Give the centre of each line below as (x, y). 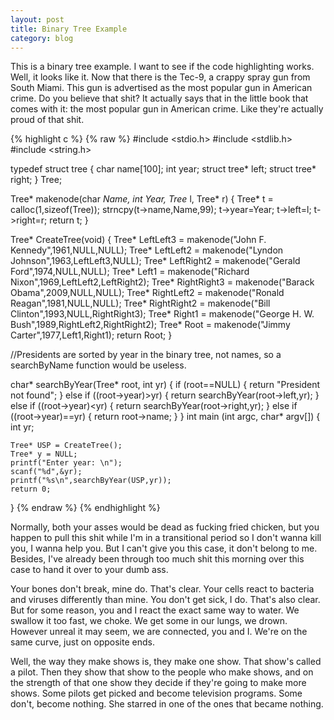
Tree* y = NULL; (44, 454)
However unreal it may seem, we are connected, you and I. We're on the (159, 632)
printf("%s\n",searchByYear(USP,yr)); (91, 481)
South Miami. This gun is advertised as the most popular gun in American (161, 88)
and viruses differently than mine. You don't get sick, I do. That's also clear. (165, 600)
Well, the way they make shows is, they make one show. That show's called (166, 662)
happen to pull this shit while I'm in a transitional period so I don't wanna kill (166, 538)
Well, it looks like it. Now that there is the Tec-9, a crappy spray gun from (160, 77)
